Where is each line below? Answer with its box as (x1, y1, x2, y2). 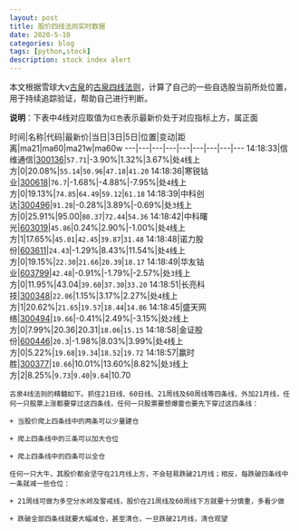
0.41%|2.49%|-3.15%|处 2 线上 (79, 313, 189, 323)
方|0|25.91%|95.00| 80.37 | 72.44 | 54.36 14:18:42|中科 (9, 211, 200, 221)
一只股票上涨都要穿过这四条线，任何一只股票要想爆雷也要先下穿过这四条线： (15, 399, 259, 408)
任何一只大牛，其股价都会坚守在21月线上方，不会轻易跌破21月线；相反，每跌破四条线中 (9, 469, 289, 478)
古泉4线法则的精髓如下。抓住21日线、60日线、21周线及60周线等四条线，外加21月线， (9, 389, 284, 398)
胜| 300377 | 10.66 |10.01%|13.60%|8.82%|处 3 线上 (9, 359, 189, 369)
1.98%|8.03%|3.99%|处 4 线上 (75, 336, 184, 346)
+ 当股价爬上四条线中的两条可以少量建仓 (9, 417, 140, 426)
